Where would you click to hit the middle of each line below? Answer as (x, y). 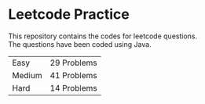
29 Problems (74, 63)
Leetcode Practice (69, 14)
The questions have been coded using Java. (80, 44)
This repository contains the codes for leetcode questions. (103, 36)
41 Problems (74, 75)
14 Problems (74, 88)
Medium (27, 75)
